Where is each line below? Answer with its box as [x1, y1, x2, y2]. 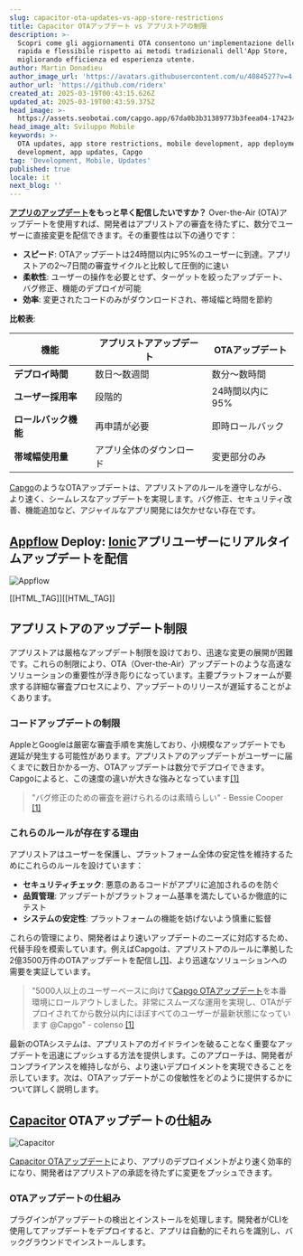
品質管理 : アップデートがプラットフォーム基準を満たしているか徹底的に [22, 891, 288, 902]
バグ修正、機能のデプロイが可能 [22, 283, 142, 294]
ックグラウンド [9, 1237, 65, 1248]
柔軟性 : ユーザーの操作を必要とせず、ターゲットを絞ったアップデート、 [22, 272, 288, 283]
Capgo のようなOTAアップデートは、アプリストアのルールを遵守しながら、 [9, 483, 287, 493]
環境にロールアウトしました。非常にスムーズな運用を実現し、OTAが [31, 997, 284, 1008]
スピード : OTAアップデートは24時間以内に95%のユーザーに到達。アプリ [22, 249, 291, 260]
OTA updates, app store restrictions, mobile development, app [17, 139, 260, 148]
